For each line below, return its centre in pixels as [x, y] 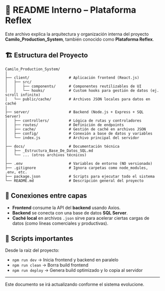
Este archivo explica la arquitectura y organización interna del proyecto [77, 34]
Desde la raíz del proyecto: [32, 250]
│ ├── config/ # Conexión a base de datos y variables [79, 133]
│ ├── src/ [18, 82]
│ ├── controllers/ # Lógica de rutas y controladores [73, 120]
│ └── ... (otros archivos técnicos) [46, 155]
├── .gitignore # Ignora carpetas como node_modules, [77, 168]
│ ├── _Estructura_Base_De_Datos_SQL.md [49, 151]
